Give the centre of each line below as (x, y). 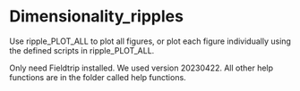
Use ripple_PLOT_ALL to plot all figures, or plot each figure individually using (150, 41)
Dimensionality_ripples (96, 17)
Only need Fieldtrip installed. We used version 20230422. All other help (141, 68)
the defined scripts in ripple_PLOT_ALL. (82, 50)
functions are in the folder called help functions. (98, 77)
